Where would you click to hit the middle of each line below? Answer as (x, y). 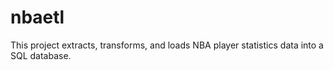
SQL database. (41, 55)
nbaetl (37, 17)
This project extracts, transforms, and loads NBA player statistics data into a (167, 45)
